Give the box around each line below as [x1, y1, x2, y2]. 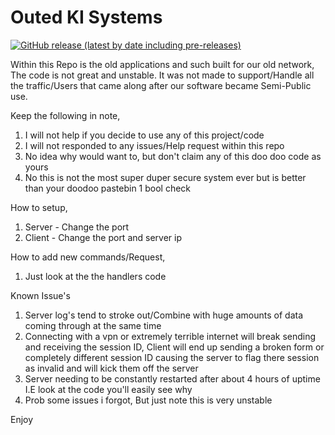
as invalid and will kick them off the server [24, 362, 199, 374]
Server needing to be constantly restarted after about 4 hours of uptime [24, 372, 321, 385]
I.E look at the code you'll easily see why [24, 383, 193, 395]
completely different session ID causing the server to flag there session [24, 351, 320, 363]
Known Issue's [10, 289, 71, 301]
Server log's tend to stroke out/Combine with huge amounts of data [24, 309, 304, 321]
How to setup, [10, 201, 68, 213]
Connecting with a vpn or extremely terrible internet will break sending [24, 330, 317, 342]
